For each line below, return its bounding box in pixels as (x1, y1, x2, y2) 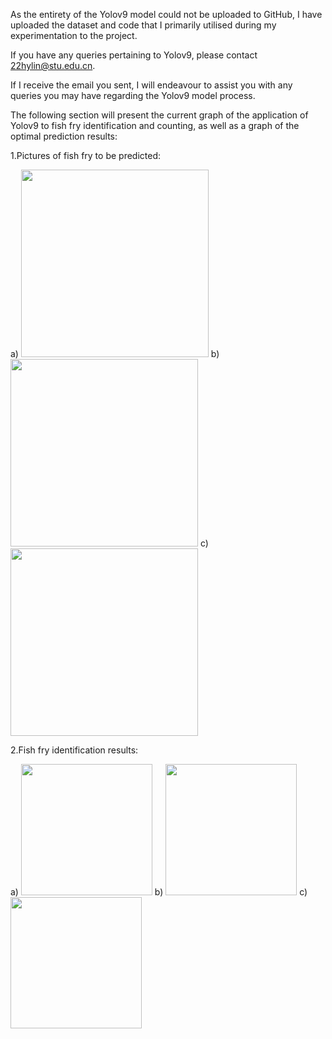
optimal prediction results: (10, 130, 118, 142)
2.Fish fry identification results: (10, 744, 139, 756)
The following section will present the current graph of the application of (10, 109, 309, 121)
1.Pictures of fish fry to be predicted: (10, 150, 162, 161)
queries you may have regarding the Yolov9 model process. (10, 90, 256, 101)
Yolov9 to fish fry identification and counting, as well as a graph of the (10, 120, 300, 131)
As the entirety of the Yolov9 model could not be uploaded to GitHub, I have (10, 9, 323, 20)
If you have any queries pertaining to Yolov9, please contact (10, 49, 258, 61)
